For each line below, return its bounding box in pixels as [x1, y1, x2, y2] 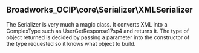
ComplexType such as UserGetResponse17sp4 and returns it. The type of [6, 27, 189, 34]
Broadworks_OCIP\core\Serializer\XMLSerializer [6, 5, 193, 15]
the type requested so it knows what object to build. [6, 40, 136, 47]
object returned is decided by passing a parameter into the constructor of [6, 33, 190, 41]
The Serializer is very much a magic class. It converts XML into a [6, 20, 168, 28]
